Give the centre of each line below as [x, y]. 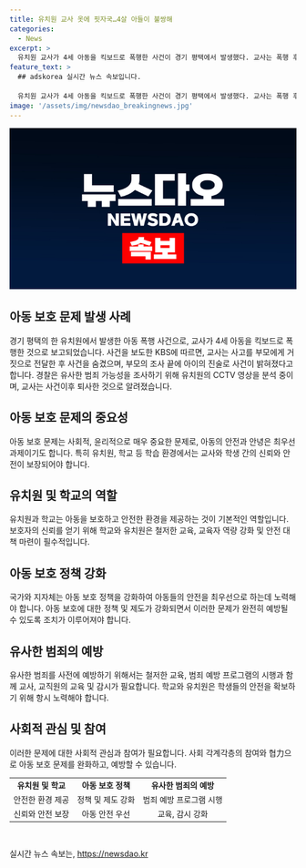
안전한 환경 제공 [41, 799]
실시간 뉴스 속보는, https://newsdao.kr [79, 853]
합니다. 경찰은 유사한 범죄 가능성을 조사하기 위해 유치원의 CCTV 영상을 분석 [143, 374]
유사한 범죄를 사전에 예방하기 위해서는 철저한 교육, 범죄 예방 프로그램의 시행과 [147, 675]
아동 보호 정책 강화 [58, 573]
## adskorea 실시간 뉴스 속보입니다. [80, 77]
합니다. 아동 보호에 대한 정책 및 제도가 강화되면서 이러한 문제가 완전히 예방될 [153, 608]
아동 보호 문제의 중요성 [69, 418]
